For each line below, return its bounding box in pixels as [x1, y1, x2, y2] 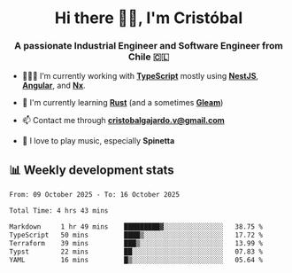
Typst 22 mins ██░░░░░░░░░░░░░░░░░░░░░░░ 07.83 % [9, 247, 264, 256]
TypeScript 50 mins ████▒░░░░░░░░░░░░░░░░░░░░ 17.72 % [9, 230, 264, 239]
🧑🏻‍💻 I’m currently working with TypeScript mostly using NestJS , [21, 71, 259, 82]
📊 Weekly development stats [9, 162, 174, 177]
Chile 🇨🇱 [127, 51, 170, 63]
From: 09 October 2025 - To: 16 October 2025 [9, 191, 180, 199]
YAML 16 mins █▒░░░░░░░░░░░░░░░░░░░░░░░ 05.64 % [9, 255, 264, 264]
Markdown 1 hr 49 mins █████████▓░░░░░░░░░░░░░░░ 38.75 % [9, 222, 264, 231]
